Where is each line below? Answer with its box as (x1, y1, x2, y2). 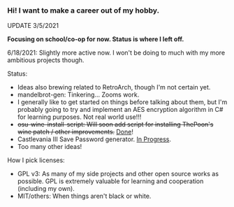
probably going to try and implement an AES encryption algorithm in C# (17, 106, 224, 114)
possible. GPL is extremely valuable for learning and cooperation (17, 177, 204, 185)
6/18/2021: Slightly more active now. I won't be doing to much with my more (7, 48, 226, 57)
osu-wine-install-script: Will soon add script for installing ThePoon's (17, 120, 214, 129)
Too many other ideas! (17, 143, 82, 151)
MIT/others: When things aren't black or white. (17, 192, 152, 201)
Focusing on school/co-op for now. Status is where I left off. (7, 35, 184, 43)
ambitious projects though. (7, 56, 85, 64)
